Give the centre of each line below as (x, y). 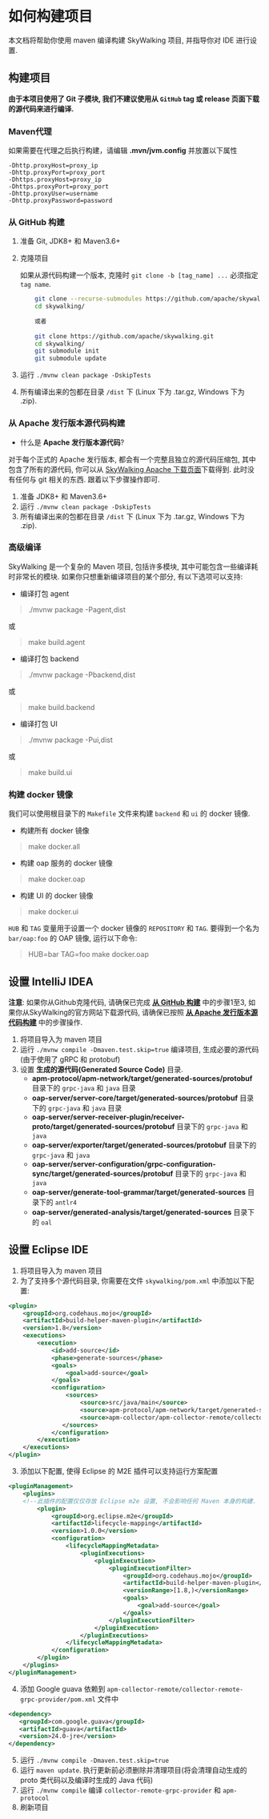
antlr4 (66, 1203)
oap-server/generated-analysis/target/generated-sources (132, 1212)
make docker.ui (53, 912)
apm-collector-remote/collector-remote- (175, 1689)
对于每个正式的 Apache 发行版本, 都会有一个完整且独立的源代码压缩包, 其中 (132, 459)
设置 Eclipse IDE (48, 1250)
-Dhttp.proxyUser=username (53, 194)
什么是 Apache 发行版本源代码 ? (72, 442)
